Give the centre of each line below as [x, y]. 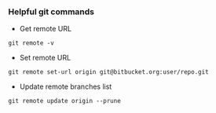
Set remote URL [45, 58]
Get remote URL [46, 29]
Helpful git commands [51, 12]
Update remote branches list [66, 87]
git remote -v [31, 43]
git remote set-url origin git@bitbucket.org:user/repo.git [109, 72]
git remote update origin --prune [65, 101]
